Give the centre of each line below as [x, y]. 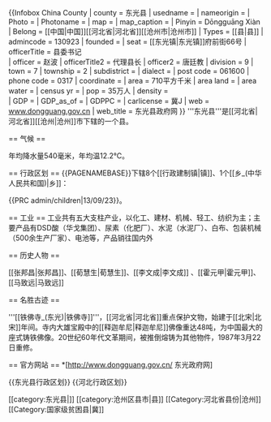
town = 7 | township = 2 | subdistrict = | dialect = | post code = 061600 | [129, 71]
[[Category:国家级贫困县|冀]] [56, 409]
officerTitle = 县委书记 [45, 52]
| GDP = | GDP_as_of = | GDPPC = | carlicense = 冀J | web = [109, 101]
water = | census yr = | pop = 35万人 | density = [88, 91]
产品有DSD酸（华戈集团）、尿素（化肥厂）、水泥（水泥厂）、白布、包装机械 [138, 228]
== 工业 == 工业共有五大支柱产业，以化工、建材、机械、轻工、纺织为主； [131, 217]
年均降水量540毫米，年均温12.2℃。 [69, 156]
